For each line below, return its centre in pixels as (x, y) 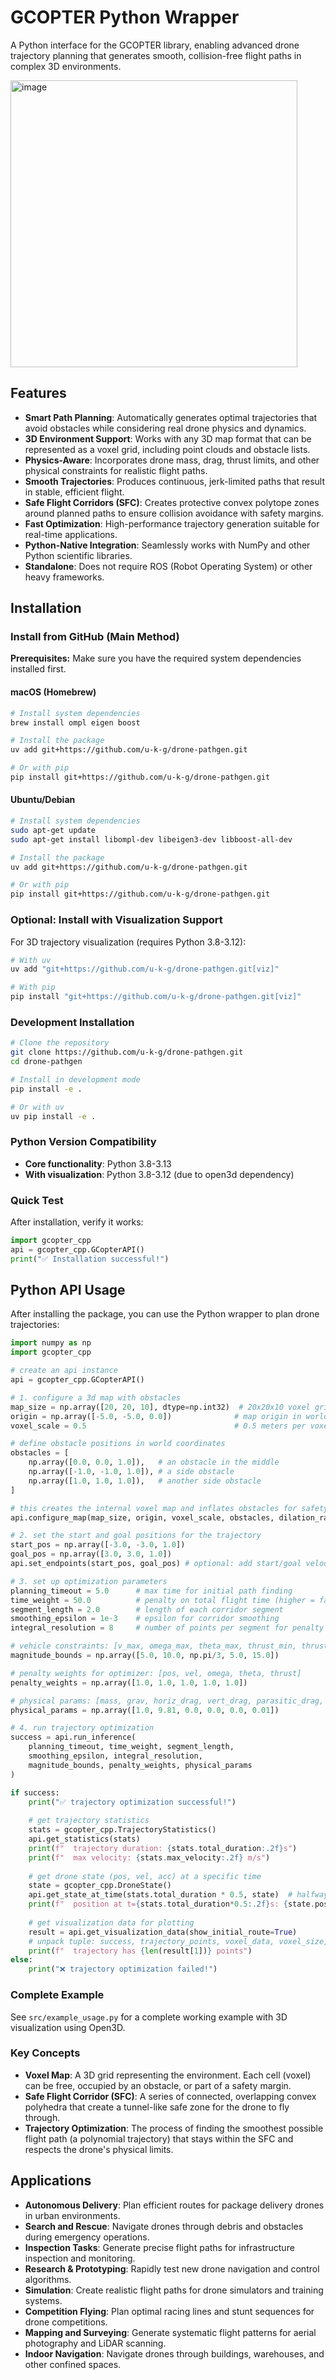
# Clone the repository (60, 1043)
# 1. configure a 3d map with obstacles (96, 1397)
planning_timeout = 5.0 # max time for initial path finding (151, 1591)
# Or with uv (37, 1107)
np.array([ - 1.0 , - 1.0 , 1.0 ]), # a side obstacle (131, 1472)
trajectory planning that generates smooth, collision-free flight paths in (156, 55)
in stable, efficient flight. (74, 492)
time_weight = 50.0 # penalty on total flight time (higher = (162, 1600)
